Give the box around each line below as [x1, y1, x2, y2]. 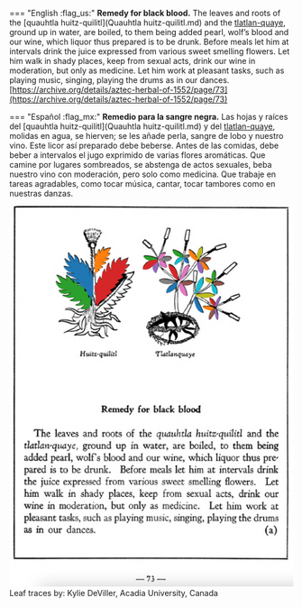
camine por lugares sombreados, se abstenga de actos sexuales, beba [9, 160, 272, 170]
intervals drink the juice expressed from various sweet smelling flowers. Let [9, 46, 290, 57]
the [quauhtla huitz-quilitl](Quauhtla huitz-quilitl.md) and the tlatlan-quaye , [9, 17, 286, 28]
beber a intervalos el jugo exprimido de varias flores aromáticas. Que [9, 150, 266, 161]
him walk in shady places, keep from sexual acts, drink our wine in [9, 56, 256, 66]
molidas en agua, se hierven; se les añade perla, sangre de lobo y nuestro [9, 131, 284, 141]
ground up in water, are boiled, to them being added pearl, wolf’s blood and [9, 27, 289, 37]
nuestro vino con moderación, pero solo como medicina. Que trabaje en [9, 169, 277, 179]
